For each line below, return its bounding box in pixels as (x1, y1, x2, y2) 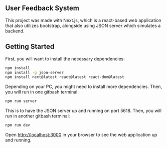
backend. (5, 27, 25, 34)
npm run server (5, 98, 37, 104)
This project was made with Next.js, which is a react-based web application (5, 17, 161, 23)
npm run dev (5, 122, 30, 128)
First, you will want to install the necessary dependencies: (5, 55, 125, 61)
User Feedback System (5, 4, 79, 12)
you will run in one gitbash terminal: (5, 89, 79, 95)
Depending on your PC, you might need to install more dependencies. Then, (5, 83, 162, 89)
